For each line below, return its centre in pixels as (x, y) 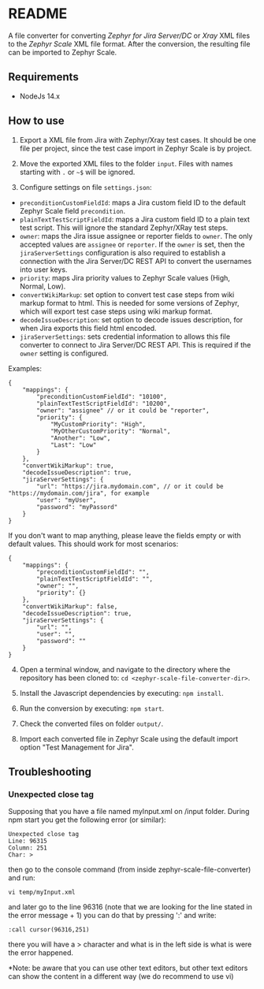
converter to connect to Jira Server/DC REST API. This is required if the (135, 344)
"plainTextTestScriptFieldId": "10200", (104, 403)
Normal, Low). (43, 286)
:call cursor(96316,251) (49, 930)
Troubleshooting (50, 772)
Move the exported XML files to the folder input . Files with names (126, 163)
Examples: (25, 368)
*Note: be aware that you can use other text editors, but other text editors (128, 968)
